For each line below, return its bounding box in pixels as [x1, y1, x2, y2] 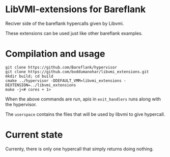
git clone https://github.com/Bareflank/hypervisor [5, 65, 117, 70]
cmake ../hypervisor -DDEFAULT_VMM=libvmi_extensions [5, 78, 122, 83]
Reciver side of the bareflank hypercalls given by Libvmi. [5, 20, 124, 26]
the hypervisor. [5, 101, 37, 107]
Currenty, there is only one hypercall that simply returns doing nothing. [5, 146, 154, 152]
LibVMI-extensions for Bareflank [5, 4, 146, 15]
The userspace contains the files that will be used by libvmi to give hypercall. [5, 111, 165, 117]
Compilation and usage [5, 48, 105, 59]
